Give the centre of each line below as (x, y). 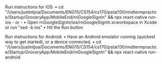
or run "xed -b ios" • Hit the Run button (44, 27)
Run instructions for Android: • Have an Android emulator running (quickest (80, 37)
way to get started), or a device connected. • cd (53, 42)
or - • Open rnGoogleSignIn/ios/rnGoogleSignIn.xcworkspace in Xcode (86, 22)
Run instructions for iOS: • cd (34, 7)
